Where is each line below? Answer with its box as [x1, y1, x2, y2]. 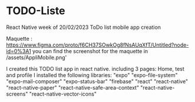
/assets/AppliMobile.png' [6, 54, 67, 61]
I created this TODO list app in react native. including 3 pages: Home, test [6, 65, 184, 72]
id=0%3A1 [6, 47, 31, 54]
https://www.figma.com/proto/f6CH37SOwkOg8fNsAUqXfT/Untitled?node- [6, 41, 189, 48]
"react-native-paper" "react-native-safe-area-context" [6, 84, 140, 91]
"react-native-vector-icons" [29, 90, 97, 97]
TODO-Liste [6, 4, 66, 18]
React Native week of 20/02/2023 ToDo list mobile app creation [6, 24, 161, 31]
